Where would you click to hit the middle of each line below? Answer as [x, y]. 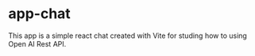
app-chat [40, 14]
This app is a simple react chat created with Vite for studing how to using [128, 35]
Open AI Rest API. [37, 43]
